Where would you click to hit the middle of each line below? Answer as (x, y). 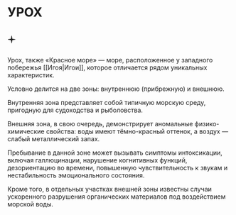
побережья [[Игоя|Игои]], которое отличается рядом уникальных (107, 67)
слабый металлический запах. (54, 139)
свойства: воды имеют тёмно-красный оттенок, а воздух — (137, 131)
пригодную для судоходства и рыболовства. (75, 110)
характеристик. (31, 75)
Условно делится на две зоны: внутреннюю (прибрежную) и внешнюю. (116, 89)
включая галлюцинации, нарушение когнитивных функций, (97, 160)
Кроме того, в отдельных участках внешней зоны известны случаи (109, 189)
